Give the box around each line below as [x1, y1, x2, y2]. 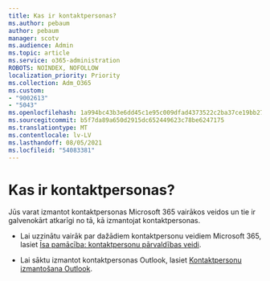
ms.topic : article [8, 49, 70, 57]
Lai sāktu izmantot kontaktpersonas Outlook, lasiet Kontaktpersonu [19, 255, 243, 265]
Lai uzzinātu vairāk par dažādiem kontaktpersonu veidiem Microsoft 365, [19, 231, 262, 241]
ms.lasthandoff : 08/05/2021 [8, 138, 103, 147]
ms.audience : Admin [8, 42, 74, 50]
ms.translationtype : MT [8, 124, 88, 132]
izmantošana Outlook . [19, 264, 92, 274]
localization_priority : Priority [8, 71, 121, 79]
